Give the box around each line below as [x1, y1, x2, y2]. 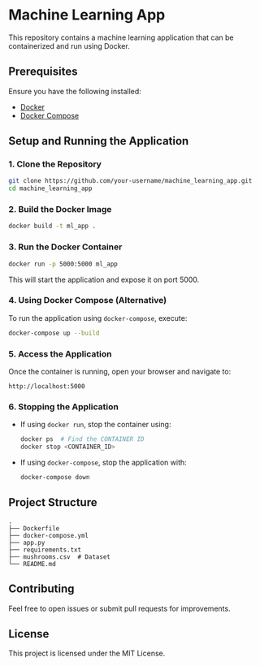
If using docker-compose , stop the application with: [19, 457, 187, 468]
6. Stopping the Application [8, 400, 119, 412]
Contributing [8, 582, 75, 596]
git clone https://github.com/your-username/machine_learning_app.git [8, 177, 253, 185]
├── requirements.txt [8, 546, 82, 554]
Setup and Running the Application [8, 134, 189, 148]
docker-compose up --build [8, 329, 100, 337]
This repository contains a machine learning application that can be [8, 32, 234, 42]
